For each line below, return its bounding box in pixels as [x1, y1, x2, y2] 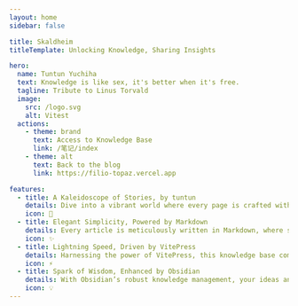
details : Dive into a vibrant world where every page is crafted [25, 201, 272, 210]
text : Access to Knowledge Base [32, 136, 153, 145]
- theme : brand [25, 128, 82, 137]
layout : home [9, 12, 58, 22]
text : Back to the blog [32, 161, 122, 169]
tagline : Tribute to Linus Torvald [17, 86, 149, 95]
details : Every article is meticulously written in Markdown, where [25, 226, 284, 235]
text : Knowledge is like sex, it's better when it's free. [17, 78, 240, 87]
